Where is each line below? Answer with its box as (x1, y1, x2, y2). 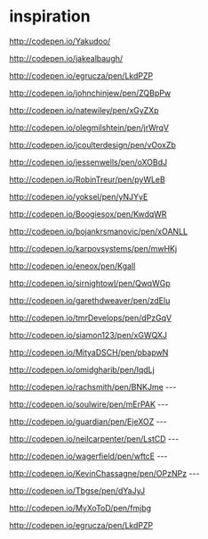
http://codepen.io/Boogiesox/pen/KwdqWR (9, 208, 167, 220)
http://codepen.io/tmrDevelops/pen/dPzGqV (9, 312, 172, 323)
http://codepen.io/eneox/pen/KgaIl (9, 261, 136, 271)
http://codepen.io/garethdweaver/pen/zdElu (9, 294, 171, 305)
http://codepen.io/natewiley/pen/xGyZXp (9, 104, 159, 115)
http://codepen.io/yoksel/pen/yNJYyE (9, 191, 148, 202)
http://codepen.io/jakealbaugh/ (9, 53, 124, 63)
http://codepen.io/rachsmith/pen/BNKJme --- (9, 381, 177, 392)
